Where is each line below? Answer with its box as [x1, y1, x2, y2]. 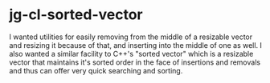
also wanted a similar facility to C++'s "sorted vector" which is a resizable [9, 49, 254, 58]
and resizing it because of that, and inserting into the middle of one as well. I [9, 40, 262, 49]
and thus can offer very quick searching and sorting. [9, 65, 183, 75]
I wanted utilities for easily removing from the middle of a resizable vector [9, 32, 252, 41]
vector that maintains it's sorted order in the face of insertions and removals [9, 57, 260, 67]
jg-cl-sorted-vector [9, 6, 143, 24]
